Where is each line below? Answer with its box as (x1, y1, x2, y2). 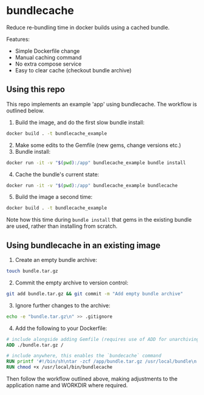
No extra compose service (15, 60, 82, 67)
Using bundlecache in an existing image (6, 240, 161, 250)
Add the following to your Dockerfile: (15, 325, 107, 332)
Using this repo (6, 84, 66, 95)
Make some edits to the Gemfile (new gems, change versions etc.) (15, 141, 182, 149)
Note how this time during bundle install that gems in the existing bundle (6, 216, 192, 224)
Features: (6, 35, 30, 43)
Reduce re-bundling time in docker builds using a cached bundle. (6, 24, 170, 31)
